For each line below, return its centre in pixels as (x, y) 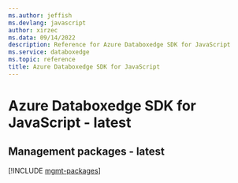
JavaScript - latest (70, 122)
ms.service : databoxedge (49, 52)
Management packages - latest (87, 152)
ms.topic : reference (42, 60)
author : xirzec (33, 30)
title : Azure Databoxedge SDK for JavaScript (84, 67)
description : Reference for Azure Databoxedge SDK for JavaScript (119, 45)
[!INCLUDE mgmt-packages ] (54, 170)
